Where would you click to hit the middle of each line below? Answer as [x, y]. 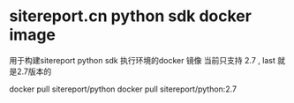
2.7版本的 [34, 71]
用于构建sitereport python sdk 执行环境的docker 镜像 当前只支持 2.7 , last [142, 60]
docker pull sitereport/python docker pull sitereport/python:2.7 [123, 89]
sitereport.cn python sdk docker [130, 16]
